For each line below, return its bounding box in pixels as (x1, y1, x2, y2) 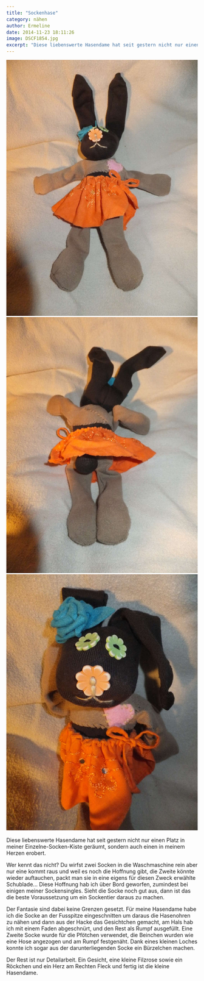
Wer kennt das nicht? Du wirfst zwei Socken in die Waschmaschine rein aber (6, 861, 198, 868)
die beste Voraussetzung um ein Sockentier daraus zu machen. (6, 894, 165, 901)
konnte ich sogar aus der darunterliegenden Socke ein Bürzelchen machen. (6, 944, 195, 951)
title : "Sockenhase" (6, 10, 59, 16)
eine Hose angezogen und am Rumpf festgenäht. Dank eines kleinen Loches (6, 938, 198, 945)
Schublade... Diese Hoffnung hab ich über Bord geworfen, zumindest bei (6, 881, 188, 888)
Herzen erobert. (6, 849, 47, 857)
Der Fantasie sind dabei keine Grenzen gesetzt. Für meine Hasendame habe (6, 905, 197, 913)
